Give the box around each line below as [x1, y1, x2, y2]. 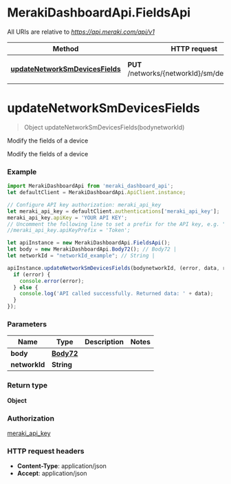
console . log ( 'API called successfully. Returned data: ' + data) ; [19, 291, 214, 297]
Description [85, 337, 124, 347]
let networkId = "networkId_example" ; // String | [7, 253, 155, 260]
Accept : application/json [16, 470, 87, 478]
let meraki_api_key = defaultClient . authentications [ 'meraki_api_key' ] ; [7, 208, 220, 215]
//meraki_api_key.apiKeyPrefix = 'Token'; [7, 227, 131, 234]
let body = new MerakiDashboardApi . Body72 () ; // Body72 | [7, 246, 177, 253]
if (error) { [13, 271, 51, 278]
